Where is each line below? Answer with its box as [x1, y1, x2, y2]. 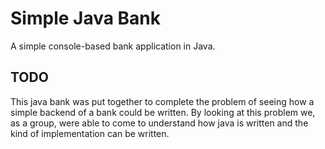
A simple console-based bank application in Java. [10, 40, 216, 52]
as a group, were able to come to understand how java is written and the [10, 117, 309, 129]
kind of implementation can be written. [10, 127, 170, 139]
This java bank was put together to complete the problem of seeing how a [10, 95, 315, 107]
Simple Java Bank [10, 7, 162, 30]
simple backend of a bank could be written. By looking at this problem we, [10, 106, 316, 118]
